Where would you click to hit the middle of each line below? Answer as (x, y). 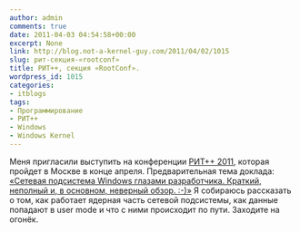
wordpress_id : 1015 (46, 77)
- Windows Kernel (42, 136)
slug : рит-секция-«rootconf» (65, 60)
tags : (20, 102)
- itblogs (28, 93)
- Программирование (46, 111)
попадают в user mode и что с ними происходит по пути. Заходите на (145, 209)
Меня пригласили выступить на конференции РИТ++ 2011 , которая (140, 161)
